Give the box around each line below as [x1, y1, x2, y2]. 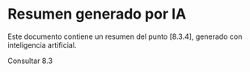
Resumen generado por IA [7, 5, 187, 23]
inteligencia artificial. [7, 40, 77, 49]
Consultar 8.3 [7, 56, 53, 66]
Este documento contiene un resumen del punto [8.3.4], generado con [7, 32, 243, 41]
